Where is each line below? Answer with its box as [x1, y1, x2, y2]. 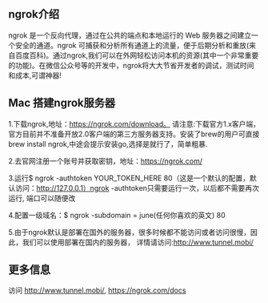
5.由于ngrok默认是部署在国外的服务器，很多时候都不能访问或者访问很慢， [8, 227, 250, 236]
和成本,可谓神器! [8, 71, 62, 80]
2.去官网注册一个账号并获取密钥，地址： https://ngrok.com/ [8, 156, 202, 166]
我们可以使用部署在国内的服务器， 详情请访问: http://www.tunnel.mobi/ [22, 237, 254, 247]
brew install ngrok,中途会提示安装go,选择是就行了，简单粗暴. [8, 139, 208, 148]
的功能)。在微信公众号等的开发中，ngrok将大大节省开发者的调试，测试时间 [8, 60, 254, 70]
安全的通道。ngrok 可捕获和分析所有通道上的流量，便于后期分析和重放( [14, 40, 250, 50]
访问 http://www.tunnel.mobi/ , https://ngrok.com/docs [8, 285, 186, 295]
